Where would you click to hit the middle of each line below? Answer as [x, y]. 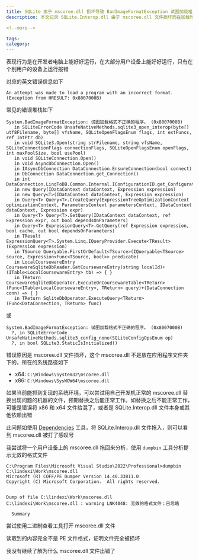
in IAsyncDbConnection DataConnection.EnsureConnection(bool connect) [103, 169]
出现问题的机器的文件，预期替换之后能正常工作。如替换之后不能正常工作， [102, 400]
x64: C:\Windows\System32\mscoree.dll [62, 375]
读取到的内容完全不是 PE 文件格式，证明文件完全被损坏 [73, 538]
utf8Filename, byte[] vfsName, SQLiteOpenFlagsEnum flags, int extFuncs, [99, 133]
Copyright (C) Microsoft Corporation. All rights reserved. [83, 482]
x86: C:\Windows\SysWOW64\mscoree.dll [62, 380]
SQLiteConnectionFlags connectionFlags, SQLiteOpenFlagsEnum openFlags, [98, 148]
